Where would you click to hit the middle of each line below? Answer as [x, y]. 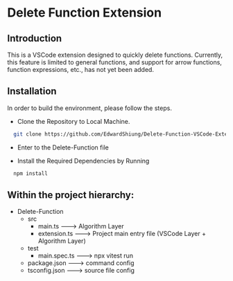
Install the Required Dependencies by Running [83, 161]
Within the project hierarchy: [71, 195]
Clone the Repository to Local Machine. [74, 121]
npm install [31, 173]
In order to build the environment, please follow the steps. [89, 108]
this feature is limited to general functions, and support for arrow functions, [114, 62]
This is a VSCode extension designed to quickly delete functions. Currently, [115, 55]
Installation [32, 91]
